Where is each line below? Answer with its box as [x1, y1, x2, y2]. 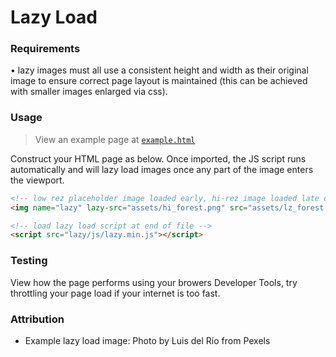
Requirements [10, 42, 81, 56]
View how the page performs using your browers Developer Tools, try [10, 276, 298, 288]
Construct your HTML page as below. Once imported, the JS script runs [10, 152, 307, 165]
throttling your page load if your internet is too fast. [10, 287, 221, 299]
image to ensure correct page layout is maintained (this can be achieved [10, 75, 308, 87]
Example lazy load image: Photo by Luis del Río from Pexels [24, 334, 271, 346]
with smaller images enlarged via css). [10, 86, 168, 98]
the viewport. [10, 174, 65, 186]
